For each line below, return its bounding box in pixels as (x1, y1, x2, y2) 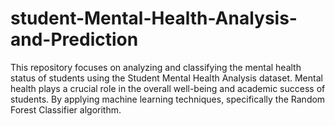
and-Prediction (10, 28, 139, 51)
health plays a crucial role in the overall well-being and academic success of (10, 82, 326, 94)
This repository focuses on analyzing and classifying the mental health (10, 61, 302, 73)
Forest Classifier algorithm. (10, 103, 122, 116)
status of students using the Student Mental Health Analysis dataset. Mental (10, 72, 323, 84)
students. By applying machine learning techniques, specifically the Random (10, 93, 326, 105)
